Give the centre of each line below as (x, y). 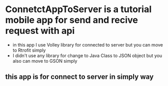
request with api (40, 31)
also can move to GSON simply (45, 61)
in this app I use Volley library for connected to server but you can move (88, 45)
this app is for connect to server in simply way (79, 77)
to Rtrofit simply (29, 50)
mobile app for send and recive (72, 20)
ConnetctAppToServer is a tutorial (78, 9)
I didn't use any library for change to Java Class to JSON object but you (87, 55)
